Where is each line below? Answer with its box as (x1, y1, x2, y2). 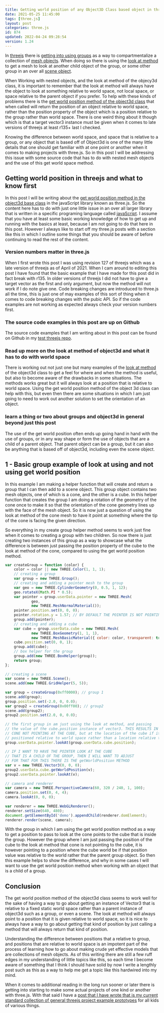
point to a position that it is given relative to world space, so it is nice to (5, 916, 148, 922)
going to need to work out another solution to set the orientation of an (5, 396, 145, 402)
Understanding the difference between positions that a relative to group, (5, 936, 150, 942)
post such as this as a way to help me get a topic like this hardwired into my (5, 967, 157, 973)
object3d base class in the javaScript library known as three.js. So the (5, 200, 145, 206)
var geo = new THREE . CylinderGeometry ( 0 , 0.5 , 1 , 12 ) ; (14, 585, 128, 590)
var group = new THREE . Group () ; (14, 576, 80, 581)
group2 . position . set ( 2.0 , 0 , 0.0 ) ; (5, 713, 78, 718)
